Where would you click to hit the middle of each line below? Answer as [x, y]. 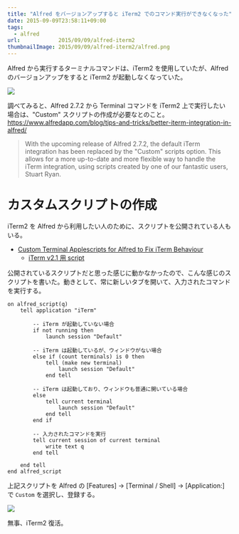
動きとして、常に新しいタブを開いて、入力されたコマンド [147, 281]
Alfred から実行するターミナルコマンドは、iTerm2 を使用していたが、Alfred [118, 68]
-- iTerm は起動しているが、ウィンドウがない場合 [97, 350]
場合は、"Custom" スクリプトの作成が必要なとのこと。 [88, 114]
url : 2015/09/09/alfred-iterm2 [71, 41]
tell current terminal [79, 402]
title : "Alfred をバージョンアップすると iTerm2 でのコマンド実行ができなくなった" [120, 14]
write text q [64, 446]
